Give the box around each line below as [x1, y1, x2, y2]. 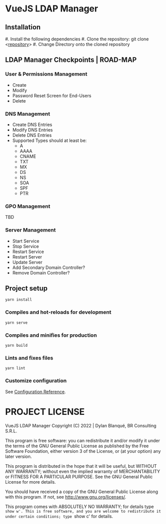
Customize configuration [5, 377, 67, 384]
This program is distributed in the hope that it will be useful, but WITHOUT [5, 463, 157, 469]
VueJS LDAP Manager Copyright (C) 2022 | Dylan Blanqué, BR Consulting [5, 422, 157, 428]
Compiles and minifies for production [5, 332, 97, 339]
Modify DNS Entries [12, 127, 53, 132]
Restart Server [12, 254, 42, 260]
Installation [5, 23, 41, 31]
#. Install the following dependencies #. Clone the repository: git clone [5, 36, 149, 42]
